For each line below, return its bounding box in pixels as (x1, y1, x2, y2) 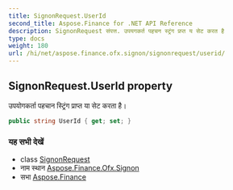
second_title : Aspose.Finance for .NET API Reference (8, 19, 193, 27)
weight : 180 (8, 42, 48, 50)
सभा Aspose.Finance (19, 171, 87, 182)
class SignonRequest (19, 154, 90, 164)
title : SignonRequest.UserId (8, 11, 106, 20)
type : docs (8, 34, 45, 43)
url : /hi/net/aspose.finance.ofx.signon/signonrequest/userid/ (8, 49, 226, 57)
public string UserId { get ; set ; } (8, 116, 131, 125)
